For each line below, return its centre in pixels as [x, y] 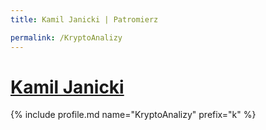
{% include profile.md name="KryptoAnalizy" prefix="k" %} [133, 115]
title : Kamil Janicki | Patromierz [84, 19]
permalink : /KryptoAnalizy [66, 37]
